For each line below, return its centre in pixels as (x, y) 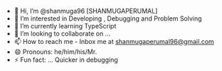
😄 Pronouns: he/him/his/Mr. (55, 52)
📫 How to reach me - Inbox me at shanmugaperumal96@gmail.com (114, 42)
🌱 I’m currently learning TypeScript (65, 26)
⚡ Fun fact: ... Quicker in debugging (66, 60)
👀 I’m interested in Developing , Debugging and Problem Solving (108, 18)
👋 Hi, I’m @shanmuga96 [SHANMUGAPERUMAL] (86, 11)
